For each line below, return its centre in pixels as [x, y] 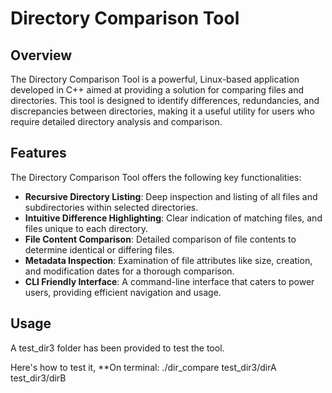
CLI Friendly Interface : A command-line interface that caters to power [169, 281]
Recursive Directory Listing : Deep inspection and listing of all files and [171, 196]
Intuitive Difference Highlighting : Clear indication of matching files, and [173, 218]
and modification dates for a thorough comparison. [129, 271]
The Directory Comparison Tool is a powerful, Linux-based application [155, 79]
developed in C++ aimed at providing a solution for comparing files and [157, 90]
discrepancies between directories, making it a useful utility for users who [162, 111]
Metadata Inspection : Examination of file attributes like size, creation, [168, 260]
